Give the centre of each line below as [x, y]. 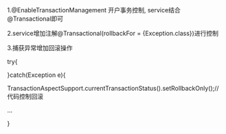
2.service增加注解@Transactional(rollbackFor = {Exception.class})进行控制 [113, 33]
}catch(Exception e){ [36, 75]
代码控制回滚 [25, 96]
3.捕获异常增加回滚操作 [40, 48]
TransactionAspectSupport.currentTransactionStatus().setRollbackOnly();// [113, 88]
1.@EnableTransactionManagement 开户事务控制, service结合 [94, 10]
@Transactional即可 [35, 19]
